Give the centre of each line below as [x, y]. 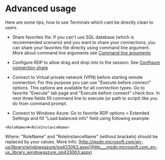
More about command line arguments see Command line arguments [82, 53]
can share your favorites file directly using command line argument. [81, 47]
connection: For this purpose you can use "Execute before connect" [82, 82]
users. [12, 27]
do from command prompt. [40, 103]
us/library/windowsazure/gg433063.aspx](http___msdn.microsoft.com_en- [81, 147]
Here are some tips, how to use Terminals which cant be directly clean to [79, 22]
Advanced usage [41, 9]
